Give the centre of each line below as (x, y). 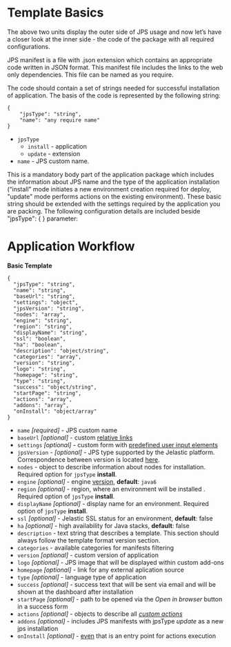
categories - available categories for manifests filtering (96, 547)
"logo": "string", (40, 369)
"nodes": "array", (40, 315)
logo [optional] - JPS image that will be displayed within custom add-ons (120, 562)
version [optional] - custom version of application (88, 555)
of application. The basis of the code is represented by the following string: (114, 95)
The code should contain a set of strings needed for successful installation (113, 88)
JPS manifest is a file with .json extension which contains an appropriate (110, 59)
